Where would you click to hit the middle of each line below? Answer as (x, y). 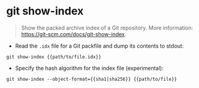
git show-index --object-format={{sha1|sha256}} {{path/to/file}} (92, 79)
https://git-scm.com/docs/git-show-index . (74, 34)
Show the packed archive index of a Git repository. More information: (107, 28)
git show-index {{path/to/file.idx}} (54, 57)
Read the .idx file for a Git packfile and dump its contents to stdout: (99, 46)
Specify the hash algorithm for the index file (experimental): (89, 68)
